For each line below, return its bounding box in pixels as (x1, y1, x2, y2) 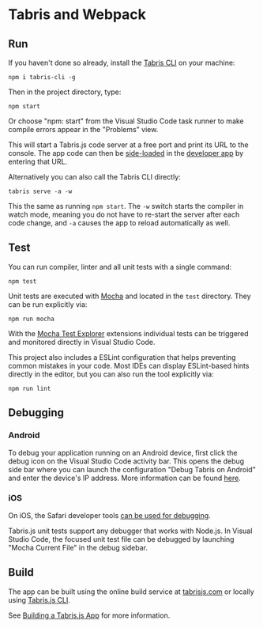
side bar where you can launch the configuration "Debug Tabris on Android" (8, 464, 257, 474)
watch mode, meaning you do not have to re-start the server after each (8, 210, 240, 219)
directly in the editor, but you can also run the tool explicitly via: (8, 369, 215, 379)
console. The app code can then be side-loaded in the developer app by (8, 149, 244, 157)
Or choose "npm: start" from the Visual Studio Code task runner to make (8, 116, 245, 126)
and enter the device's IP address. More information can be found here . (8, 473, 241, 482)
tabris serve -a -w (8, 187, 73, 195)
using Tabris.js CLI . (8, 595, 71, 604)
